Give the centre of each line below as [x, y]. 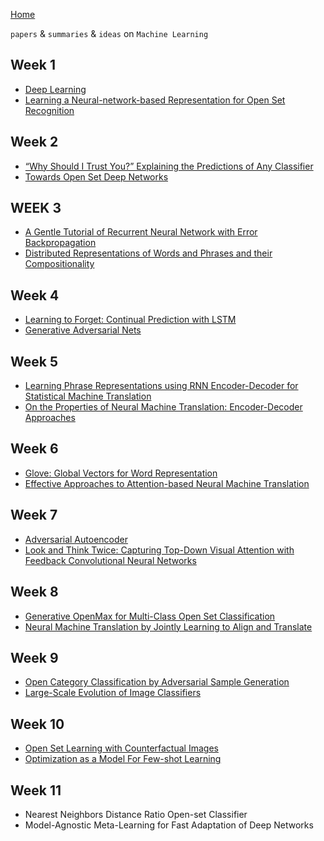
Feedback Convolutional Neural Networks [110, 560]
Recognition [49, 110]
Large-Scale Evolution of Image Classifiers [113, 693]
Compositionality [59, 264]
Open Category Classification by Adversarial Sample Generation [157, 682]
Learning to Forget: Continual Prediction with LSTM [130, 320]
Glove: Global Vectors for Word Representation [121, 473]
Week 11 [36, 790]
